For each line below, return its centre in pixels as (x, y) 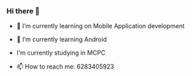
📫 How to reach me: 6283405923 (65, 67)
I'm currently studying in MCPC (61, 53)
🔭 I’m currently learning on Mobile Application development (100, 26)
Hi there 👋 (23, 11)
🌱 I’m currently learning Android (62, 39)
